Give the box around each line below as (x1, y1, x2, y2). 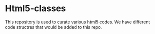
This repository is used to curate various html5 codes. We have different (5, 19, 150, 25)
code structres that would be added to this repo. (5, 24, 102, 30)
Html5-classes (5, 3, 66, 14)
